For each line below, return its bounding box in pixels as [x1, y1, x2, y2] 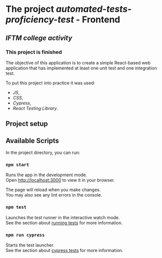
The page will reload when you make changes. [5, 187, 101, 193]
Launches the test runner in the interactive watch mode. [5, 214, 120, 220]
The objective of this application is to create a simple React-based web [5, 59, 151, 65]
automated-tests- [55, 3, 132, 15]
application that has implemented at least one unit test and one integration [5, 65, 158, 71]
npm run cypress [5, 232, 45, 238]
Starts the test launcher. [5, 242, 54, 248]
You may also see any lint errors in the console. [5, 192, 102, 198]
